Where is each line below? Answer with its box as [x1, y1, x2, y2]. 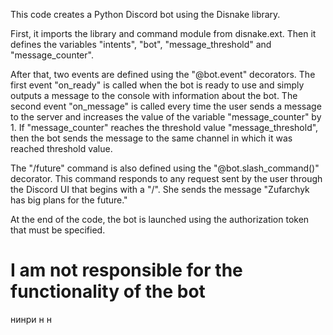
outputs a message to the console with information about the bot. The [10, 90, 298, 101]
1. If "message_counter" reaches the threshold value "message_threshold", [10, 122, 319, 133]
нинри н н [10, 313, 52, 325]
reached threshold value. [10, 143, 113, 154]
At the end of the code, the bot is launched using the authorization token [10, 214, 310, 225]
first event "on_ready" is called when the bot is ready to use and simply [10, 79, 305, 91]
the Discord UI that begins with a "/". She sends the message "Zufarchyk [10, 184, 310, 195]
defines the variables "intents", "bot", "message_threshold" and [10, 39, 272, 50]
